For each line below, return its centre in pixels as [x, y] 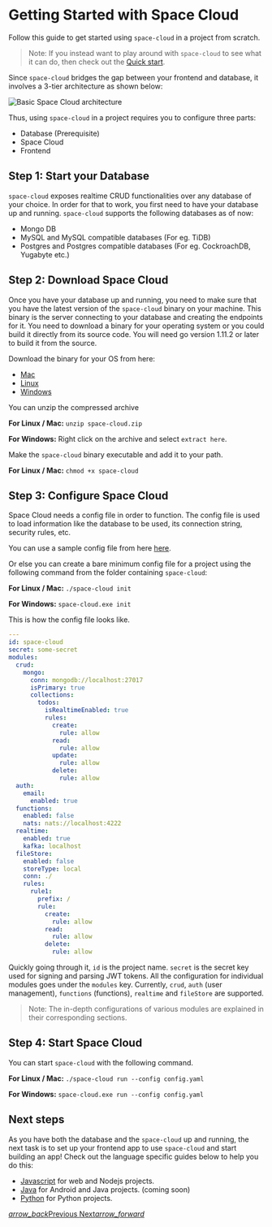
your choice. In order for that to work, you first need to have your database [134, 204]
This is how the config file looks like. [69, 620]
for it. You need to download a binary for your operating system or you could [136, 326]
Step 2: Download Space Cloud [89, 281]
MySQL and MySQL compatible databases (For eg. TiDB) [115, 237]
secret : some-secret [43, 650]
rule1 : [41, 892]
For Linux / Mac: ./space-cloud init [70, 588]
